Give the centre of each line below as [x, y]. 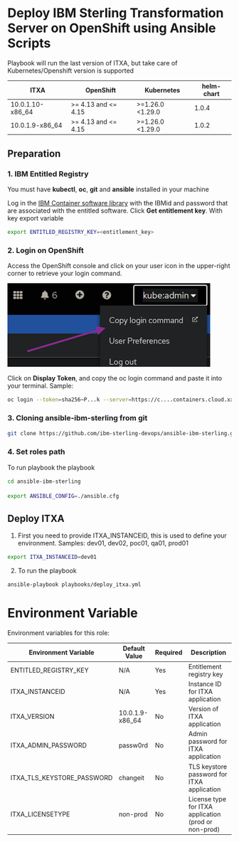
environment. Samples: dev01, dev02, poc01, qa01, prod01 [103, 543]
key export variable [36, 218]
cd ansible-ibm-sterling [44, 481]
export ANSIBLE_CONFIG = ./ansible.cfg [63, 496]
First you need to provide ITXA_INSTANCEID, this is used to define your [122, 535]
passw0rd [133, 745]
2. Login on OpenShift [46, 250]
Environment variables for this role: [59, 633]
